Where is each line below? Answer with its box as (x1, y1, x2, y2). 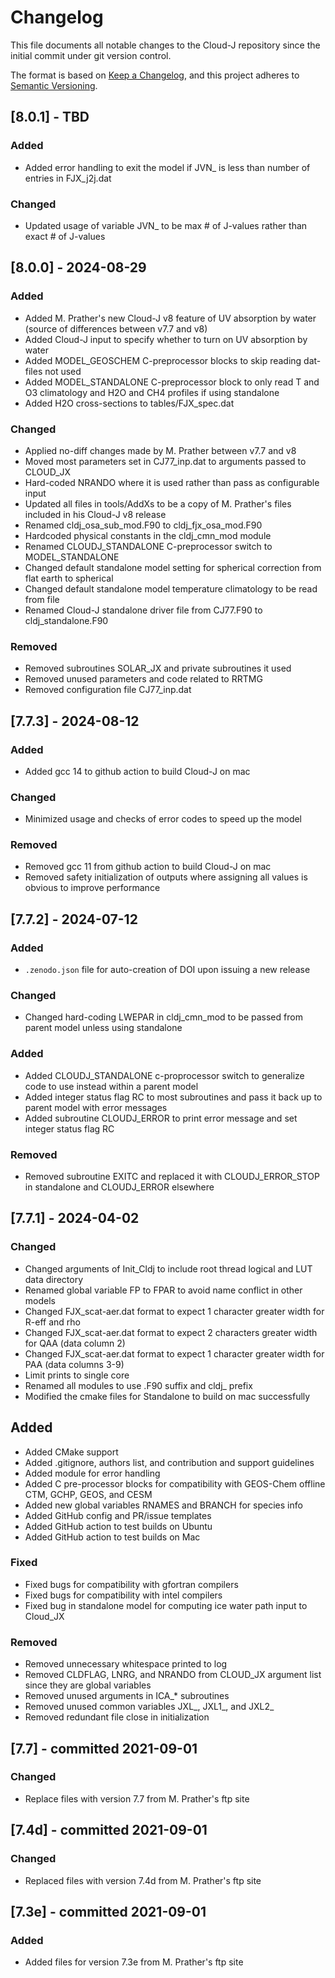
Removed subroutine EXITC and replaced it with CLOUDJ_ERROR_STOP (24, 1171, 320, 1183)
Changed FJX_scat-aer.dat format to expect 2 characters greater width (24, 1326, 318, 1338)
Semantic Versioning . (10, 79, 98, 91)
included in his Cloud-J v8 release (24, 508, 167, 520)
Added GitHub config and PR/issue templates (24, 1509, 212, 1521)
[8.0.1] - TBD (10, 109, 90, 126)
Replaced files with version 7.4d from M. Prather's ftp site (24, 1874, 262, 1886)
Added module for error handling (24, 1467, 161, 1479)
